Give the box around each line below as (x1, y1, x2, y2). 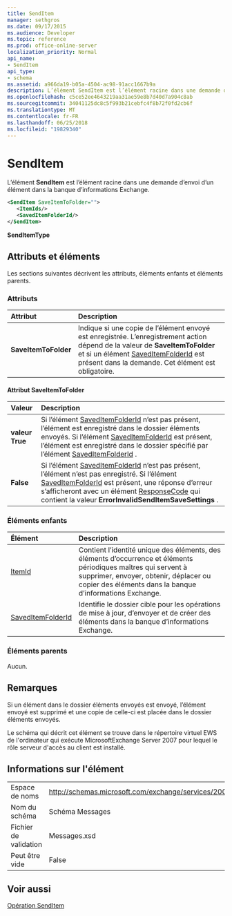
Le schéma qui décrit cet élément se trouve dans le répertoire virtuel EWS (7, 728, 217, 736)
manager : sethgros (7, 17, 60, 23)
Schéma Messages (48, 807, 111, 817)
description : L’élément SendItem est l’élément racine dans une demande (7, 87, 221, 94)
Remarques (7, 682, 58, 694)
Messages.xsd (48, 831, 97, 841)
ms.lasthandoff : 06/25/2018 (7, 119, 88, 126)
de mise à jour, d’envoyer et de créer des (78, 609, 211, 618)
